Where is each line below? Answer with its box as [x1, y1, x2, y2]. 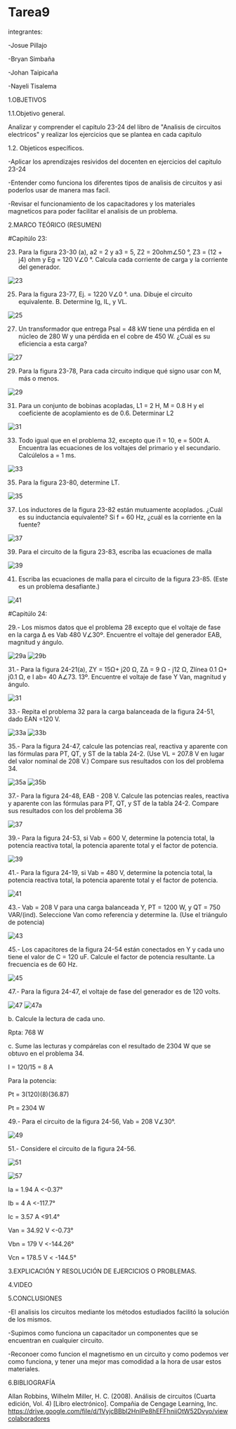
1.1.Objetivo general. [8, 109, 66, 117]
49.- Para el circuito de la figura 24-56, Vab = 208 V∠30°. [8, 1117, 176, 1126]
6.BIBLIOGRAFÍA [8, 1378, 55, 1387]
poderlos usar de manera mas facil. [8, 185, 111, 194]
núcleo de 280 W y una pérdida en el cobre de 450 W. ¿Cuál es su [18, 331, 211, 341]
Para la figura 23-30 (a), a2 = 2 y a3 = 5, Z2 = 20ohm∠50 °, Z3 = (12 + [18, 247, 223, 256]
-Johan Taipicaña [8, 68, 58, 77]
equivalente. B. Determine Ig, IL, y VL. [18, 297, 128, 305]
